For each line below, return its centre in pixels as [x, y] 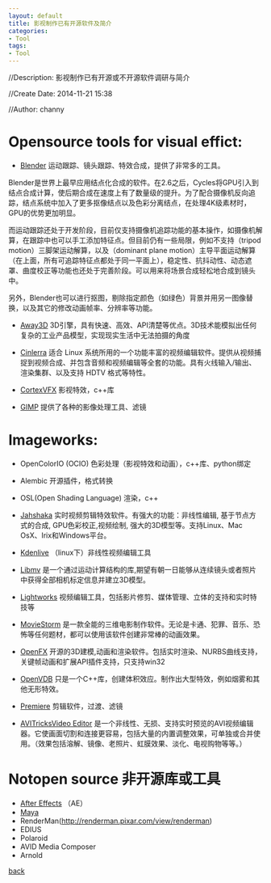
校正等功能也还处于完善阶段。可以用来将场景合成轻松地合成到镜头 [146, 270]
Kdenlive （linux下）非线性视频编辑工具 [85, 552]
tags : [17, 46]
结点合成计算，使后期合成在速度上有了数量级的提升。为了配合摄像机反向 [128, 192]
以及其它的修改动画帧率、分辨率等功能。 [90, 307]
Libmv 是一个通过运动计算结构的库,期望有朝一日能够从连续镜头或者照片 [138, 569]
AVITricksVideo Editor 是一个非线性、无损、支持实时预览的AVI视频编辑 [137, 723]
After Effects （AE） [53, 803]
